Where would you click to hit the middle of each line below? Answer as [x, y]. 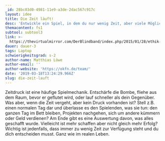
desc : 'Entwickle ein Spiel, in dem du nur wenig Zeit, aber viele [76, 23]
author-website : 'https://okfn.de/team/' [48, 69]
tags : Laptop [18, 51]
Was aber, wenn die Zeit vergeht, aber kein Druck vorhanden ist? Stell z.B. [80, 102]
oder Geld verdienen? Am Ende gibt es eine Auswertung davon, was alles [79, 118]
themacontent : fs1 [24, 28]
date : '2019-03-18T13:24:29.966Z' [41, 74]
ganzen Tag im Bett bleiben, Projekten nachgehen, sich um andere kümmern [82, 113]
